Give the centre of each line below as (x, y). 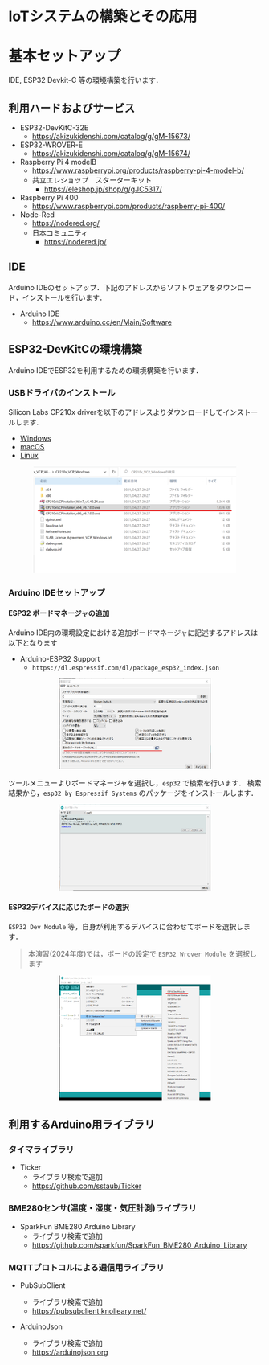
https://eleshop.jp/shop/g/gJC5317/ (103, 189)
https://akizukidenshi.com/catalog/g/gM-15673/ (111, 136)
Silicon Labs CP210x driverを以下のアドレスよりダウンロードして (116, 412)
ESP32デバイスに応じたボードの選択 (69, 907)
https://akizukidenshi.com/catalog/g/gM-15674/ (111, 153)
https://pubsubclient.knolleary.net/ (89, 1311)
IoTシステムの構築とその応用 (103, 16)
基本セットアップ (65, 56)
